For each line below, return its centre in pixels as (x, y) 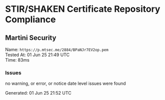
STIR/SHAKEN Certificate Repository (83, 9)
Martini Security (31, 38)
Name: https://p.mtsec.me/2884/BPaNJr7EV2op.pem (57, 50)
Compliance (30, 19)
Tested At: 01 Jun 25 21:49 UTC (37, 55)
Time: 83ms (17, 60)
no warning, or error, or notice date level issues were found (66, 83)
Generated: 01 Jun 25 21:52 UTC (38, 93)
